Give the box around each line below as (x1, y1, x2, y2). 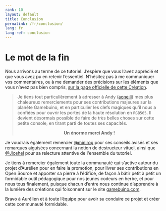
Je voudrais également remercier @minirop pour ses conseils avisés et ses (5, 139, 159, 145)
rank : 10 (5, 7, 23, 12)
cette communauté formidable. (5, 201, 68, 207)
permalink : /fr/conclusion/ (5, 21, 63, 26)
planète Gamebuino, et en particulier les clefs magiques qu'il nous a (17, 104, 156, 110)
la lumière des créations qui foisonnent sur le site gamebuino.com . (5, 186, 141, 192)
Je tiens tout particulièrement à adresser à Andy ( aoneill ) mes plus (17, 94, 154, 100)
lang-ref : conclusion (5, 30, 50, 35)
